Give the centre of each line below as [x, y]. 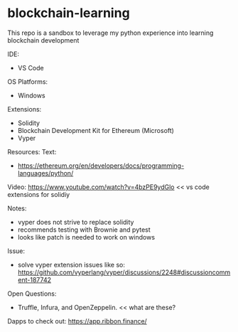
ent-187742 [34, 279]
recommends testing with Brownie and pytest [84, 230]
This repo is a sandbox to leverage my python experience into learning [110, 33]
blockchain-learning [69, 13]
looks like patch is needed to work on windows [86, 237]
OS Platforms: [28, 81]
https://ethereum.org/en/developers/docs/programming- [101, 166]
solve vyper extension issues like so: [71, 264]
